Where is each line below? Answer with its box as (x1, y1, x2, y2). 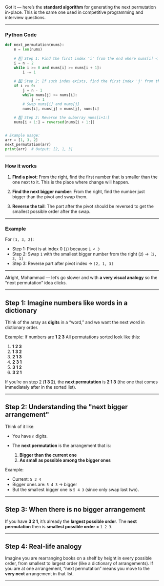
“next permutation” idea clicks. (5, 280, 67, 286)
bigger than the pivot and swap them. (12, 193, 88, 200)
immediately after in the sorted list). (5, 384, 77, 390)
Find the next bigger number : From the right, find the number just (12, 188, 145, 194)
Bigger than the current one (19, 452, 77, 458)
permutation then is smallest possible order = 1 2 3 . (5, 523, 113, 529)
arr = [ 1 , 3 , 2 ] (5, 137, 38, 142)
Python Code (5, 31, 37, 38)
